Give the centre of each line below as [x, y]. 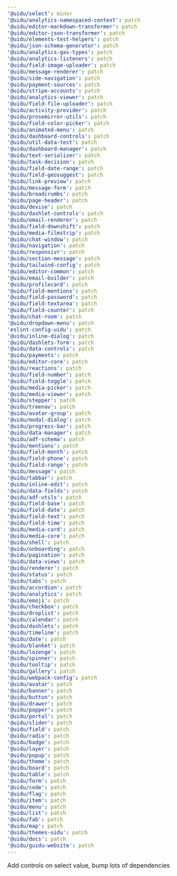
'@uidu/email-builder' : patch [51, 278]
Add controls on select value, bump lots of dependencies [89, 865]
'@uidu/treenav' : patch [41, 407]
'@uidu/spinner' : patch [41, 659]
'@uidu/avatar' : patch [40, 684]
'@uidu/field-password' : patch [52, 298]
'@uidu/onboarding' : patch [46, 549]
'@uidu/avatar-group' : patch [49, 413]
